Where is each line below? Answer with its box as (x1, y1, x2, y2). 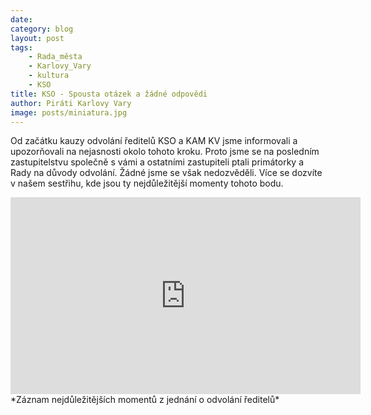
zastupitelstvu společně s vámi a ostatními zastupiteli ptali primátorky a (10, 156, 305, 168)
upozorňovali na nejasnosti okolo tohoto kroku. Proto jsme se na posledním (10, 146, 320, 158)
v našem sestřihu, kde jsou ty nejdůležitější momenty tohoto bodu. (10, 177, 284, 190)
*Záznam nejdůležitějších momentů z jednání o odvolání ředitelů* (10, 394, 280, 406)
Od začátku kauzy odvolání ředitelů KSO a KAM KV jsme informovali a (10, 135, 298, 147)
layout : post (10, 33, 65, 43)
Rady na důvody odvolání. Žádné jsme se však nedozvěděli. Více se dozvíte (10, 167, 323, 179)
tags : (10, 42, 33, 53)
